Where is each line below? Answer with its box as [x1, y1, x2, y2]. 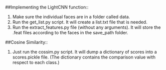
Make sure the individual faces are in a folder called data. [12, 14, 131, 19]
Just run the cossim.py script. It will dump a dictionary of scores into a [12, 49, 157, 55]
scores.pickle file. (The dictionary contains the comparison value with [12, 54, 156, 60]
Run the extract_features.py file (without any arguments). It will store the [12, 24, 161, 30]
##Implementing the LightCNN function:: [5, 4, 89, 10]
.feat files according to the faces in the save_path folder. [12, 30, 129, 35]
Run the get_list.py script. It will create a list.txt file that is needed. [12, 19, 148, 25]
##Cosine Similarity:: [5, 39, 48, 45]
